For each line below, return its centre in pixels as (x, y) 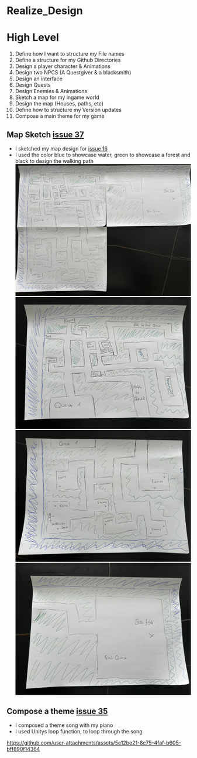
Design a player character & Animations (63, 66)
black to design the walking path (54, 161)
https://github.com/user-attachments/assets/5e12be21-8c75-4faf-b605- (94, 743)
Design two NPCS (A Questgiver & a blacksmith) (73, 73)
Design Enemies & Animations (51, 91)
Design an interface (39, 79)
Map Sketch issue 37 (45, 134)
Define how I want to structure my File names (70, 54)
